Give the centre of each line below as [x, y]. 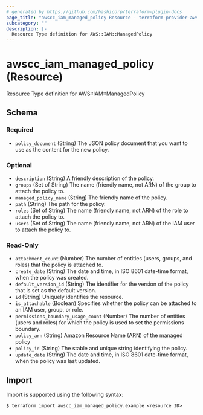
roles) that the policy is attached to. [59, 265]
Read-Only [23, 245]
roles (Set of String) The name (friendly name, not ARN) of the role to [101, 211]
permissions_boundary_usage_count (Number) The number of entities [100, 316]
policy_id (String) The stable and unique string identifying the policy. [101, 349]
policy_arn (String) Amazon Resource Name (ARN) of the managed [99, 335]
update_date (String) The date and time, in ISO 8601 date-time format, [101, 355]
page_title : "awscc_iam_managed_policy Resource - [71, 18]
